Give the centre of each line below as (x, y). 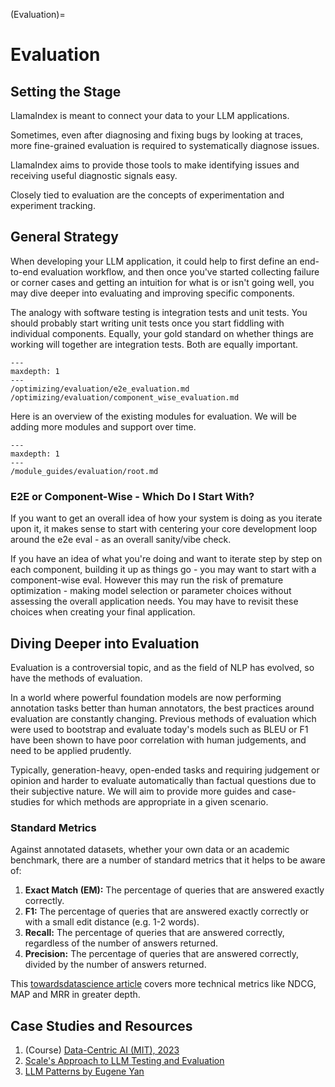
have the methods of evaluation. (76, 678)
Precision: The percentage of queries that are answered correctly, (162, 954)
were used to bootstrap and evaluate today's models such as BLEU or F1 (159, 729)
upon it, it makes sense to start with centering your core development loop (164, 529)
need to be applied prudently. (71, 750)
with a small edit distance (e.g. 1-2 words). (112, 922)
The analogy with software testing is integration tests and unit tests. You (159, 312)
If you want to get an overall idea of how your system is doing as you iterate (166, 518)
